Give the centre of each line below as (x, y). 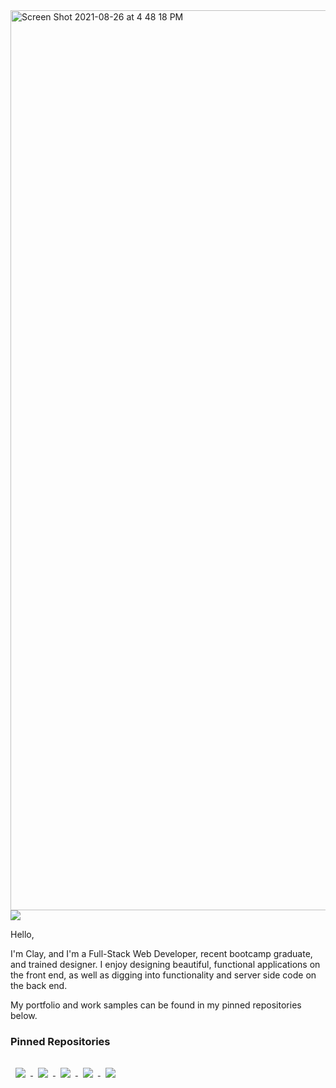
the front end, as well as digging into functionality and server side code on (163, 975)
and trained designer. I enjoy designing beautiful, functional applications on (165, 964)
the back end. (39, 985)
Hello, (22, 934)
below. (24, 1015)
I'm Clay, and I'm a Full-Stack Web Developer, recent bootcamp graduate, (161, 953)
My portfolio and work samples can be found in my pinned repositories (156, 1005)
